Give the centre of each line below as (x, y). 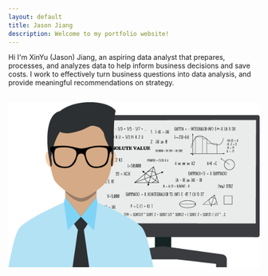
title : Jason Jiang (41, 25)
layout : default (35, 17)
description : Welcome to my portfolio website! (89, 34)
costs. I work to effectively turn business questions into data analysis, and (130, 74)
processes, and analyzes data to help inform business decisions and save (130, 66)
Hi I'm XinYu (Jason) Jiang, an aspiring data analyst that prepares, (117, 57)
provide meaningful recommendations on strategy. (91, 83)
